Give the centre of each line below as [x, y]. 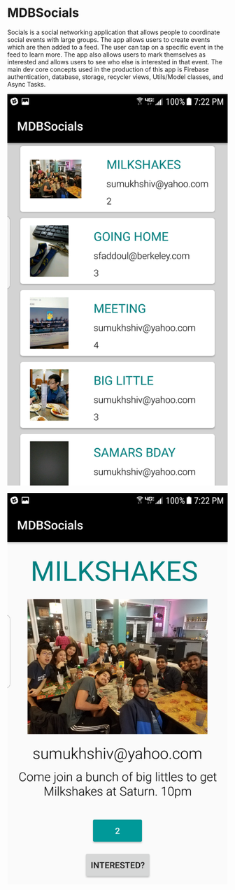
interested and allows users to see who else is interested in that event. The [115, 62]
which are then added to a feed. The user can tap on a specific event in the [115, 47]
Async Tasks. [27, 84]
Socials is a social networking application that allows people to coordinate [114, 32]
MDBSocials [43, 13]
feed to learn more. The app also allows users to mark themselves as [107, 55]
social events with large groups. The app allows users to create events [109, 39]
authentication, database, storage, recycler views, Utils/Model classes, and [115, 77]
